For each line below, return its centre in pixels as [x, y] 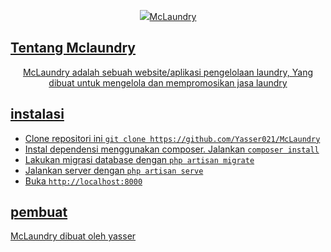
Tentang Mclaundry [73, 48]
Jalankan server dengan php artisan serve [114, 170]
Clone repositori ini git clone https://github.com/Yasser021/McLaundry [172, 138]
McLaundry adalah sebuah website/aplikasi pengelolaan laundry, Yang [168, 72]
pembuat [39, 212]
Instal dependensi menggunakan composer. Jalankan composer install [172, 149]
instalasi [37, 114]
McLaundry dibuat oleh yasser [73, 236]
